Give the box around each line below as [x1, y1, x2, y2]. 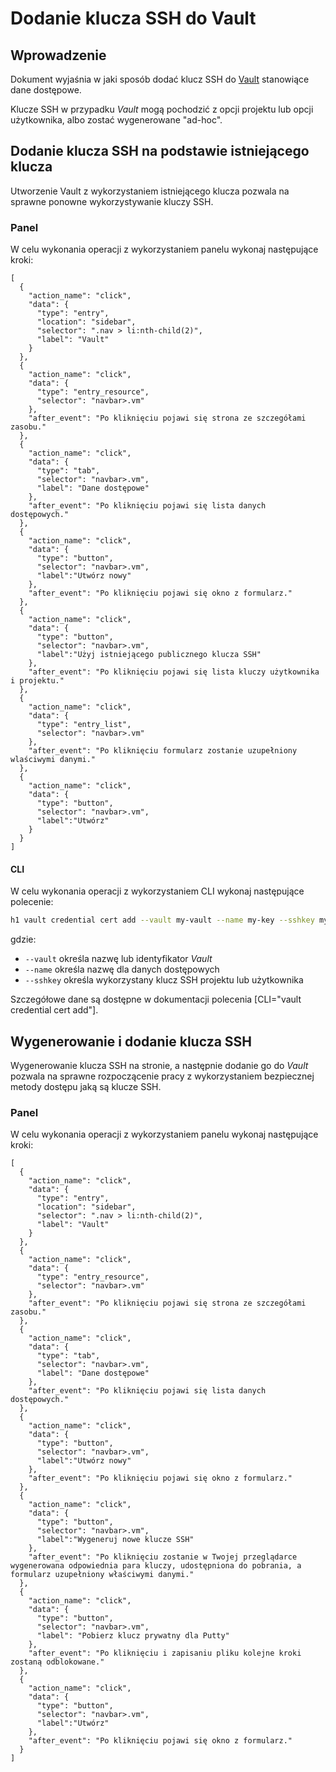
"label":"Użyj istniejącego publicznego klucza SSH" [36, 650, 262, 660]
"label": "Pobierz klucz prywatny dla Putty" [36, 1631, 230, 1641]
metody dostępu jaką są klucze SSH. [10, 1081, 162, 1092]
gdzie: [10, 933, 37, 946]
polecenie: [10, 896, 54, 908]
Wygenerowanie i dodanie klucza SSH [10, 1033, 253, 1050]
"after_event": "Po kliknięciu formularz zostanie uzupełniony [28, 746, 298, 756]
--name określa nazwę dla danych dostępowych [24, 963, 220, 976]
